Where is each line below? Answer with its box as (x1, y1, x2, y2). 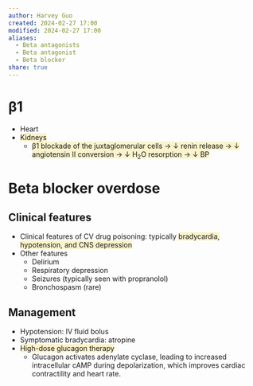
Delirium (31, 257, 60, 267)
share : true (8, 64, 48, 72)
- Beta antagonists (15, 41, 80, 49)
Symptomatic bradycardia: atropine (19, 335, 136, 345)
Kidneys (19, 132, 47, 142)
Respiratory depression (31, 266, 109, 275)
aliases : (8, 33, 37, 42)
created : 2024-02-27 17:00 (8, 19, 98, 27)
